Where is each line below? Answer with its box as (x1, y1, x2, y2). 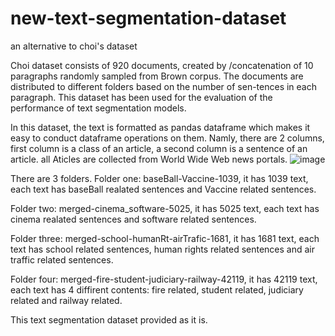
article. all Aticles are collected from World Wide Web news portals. (10, 153, 288, 165)
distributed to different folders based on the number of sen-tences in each (10, 80, 318, 92)
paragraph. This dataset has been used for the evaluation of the (10, 91, 273, 103)
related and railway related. (10, 294, 123, 306)
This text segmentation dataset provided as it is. (10, 313, 208, 326)
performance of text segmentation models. (10, 102, 187, 114)
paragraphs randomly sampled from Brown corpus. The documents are (10, 70, 304, 82)
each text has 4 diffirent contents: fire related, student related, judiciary (10, 283, 304, 296)
